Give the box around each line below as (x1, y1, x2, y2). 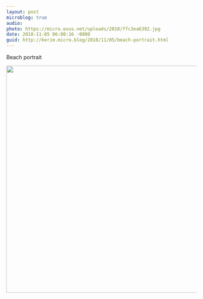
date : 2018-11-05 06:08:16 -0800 (6, 31, 91, 38)
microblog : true (6, 15, 47, 21)
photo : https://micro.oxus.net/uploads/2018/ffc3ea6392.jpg (6, 25, 161, 32)
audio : (6, 20, 23, 26)
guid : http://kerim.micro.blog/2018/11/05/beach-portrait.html (6, 37, 169, 43)
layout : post (6, 8, 39, 15)
